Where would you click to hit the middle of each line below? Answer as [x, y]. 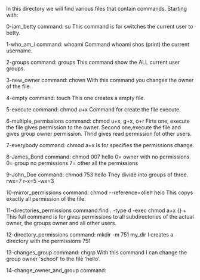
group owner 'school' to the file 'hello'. [53, 259]
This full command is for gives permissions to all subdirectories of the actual [100, 217]
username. [19, 51]
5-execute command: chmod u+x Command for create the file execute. [93, 109]
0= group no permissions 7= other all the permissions [72, 163]
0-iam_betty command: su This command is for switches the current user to [100, 27]
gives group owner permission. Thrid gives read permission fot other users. [99, 134]
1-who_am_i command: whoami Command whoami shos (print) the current [98, 44]
